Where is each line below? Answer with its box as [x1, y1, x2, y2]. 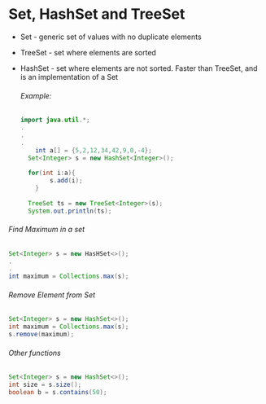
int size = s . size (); [8, 380, 82, 389]
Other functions [8, 348, 61, 358]
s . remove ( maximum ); [8, 331, 75, 339]
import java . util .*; [20, 116, 90, 125]
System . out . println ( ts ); [28, 207, 112, 215]
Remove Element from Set [8, 290, 96, 300]
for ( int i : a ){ [28, 169, 76, 178]
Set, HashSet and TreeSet [8, 5, 185, 24]
